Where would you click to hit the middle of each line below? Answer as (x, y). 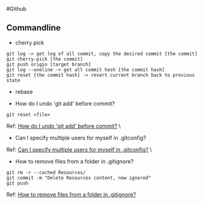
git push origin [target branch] (49, 64)
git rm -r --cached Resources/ (46, 172)
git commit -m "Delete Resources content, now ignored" (79, 178)
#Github (16, 9)
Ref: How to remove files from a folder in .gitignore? (71, 194)
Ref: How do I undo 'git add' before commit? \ (63, 126)
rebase (24, 91)
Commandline (34, 28)
